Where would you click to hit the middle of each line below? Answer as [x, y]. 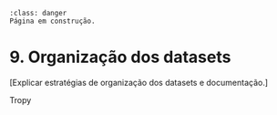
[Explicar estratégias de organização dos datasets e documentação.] [139, 82]
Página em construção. [52, 21]
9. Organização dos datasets [120, 57]
